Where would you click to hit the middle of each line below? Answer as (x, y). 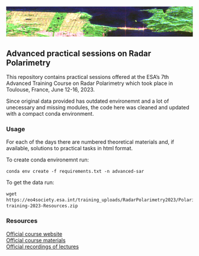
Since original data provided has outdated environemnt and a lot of (88, 101)
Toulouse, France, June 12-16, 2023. (51, 90)
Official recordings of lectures (42, 246)
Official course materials (36, 240)
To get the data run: (30, 182)
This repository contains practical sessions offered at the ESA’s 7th (88, 77)
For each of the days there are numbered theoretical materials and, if (90, 142)
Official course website (34, 234)
